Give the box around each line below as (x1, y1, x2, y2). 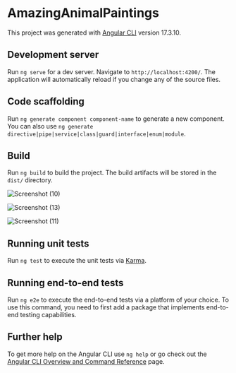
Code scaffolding (7, 95, 85, 107)
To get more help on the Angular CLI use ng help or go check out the (7, 350, 207, 358)
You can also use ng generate (7, 122, 94, 130)
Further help (7, 331, 63, 343)
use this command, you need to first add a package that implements (7, 303, 205, 312)
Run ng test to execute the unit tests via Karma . (7, 256, 147, 265)
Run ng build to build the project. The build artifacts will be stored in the (7, 168, 217, 177)
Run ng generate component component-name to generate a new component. (7, 114, 225, 123)
